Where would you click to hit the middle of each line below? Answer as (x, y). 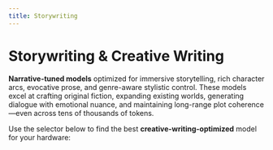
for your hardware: (40, 137)
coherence (246, 104)
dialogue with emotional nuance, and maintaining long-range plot (117, 104)
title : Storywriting (43, 16)
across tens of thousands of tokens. (94, 113)
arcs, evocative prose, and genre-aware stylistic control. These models (128, 87)
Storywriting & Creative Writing (117, 56)
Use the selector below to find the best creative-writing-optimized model (133, 129)
